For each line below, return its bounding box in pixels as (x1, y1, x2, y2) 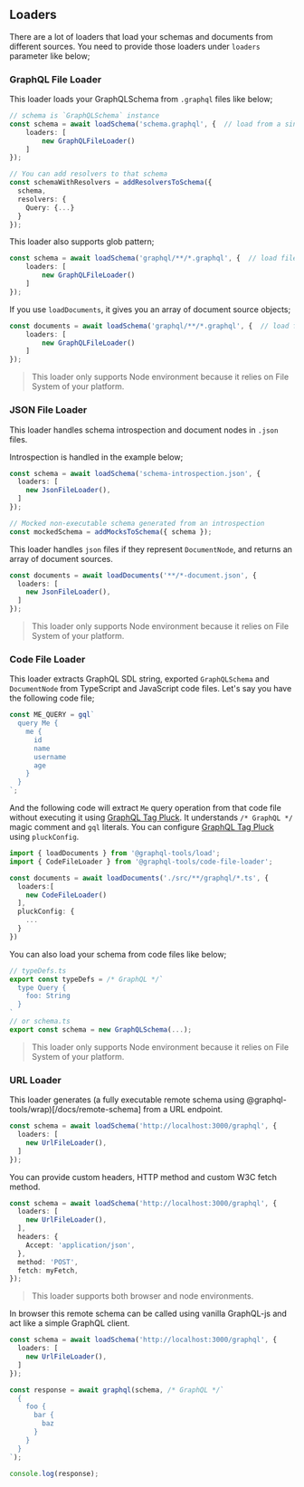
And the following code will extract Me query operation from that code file (9, 803, 282, 814)
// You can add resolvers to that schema (9, 169, 168, 179)
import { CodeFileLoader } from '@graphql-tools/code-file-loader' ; (9, 857, 273, 866)
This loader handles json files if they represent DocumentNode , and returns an (9, 543, 292, 555)
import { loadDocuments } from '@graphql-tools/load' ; (9, 849, 221, 858)
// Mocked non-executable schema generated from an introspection (9, 519, 265, 528)
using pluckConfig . (9, 832, 80, 843)
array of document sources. (9, 553, 113, 564)
